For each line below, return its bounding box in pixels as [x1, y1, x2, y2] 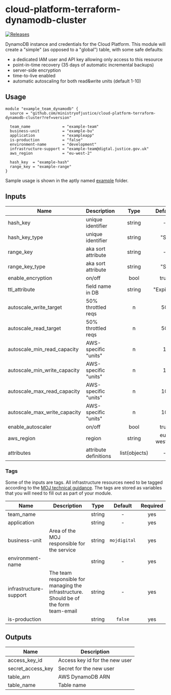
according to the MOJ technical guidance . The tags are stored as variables [5, 484, 162, 490]
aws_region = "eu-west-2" [10, 151, 93, 156]
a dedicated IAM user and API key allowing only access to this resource [12, 56, 163, 62]
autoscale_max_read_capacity [8, 388, 80, 395]
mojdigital [109, 537, 136, 543]
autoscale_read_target [8, 325, 61, 332]
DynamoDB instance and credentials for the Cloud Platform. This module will [5, 41, 166, 47]
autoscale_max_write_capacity [8, 409, 81, 416]
